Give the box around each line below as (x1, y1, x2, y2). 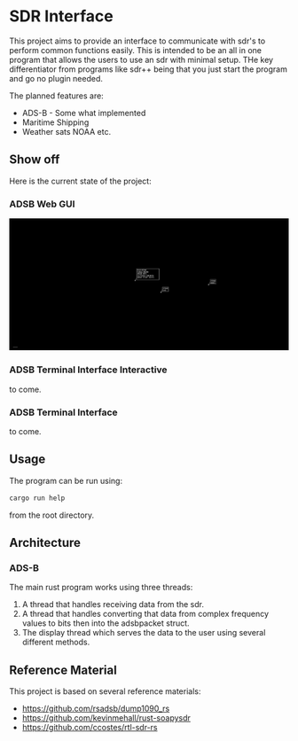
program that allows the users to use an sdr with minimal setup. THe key (9, 54, 273, 65)
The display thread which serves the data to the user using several (21, 628, 266, 638)
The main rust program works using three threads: (9, 582, 193, 593)
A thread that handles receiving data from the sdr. (21, 599, 204, 610)
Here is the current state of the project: (9, 175, 153, 186)
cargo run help (9, 494, 66, 503)
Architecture (9, 535, 82, 550)
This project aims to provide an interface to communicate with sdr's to (9, 35, 266, 46)
